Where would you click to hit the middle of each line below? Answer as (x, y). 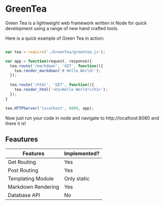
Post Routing (23, 170)
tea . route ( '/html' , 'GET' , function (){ (52, 85)
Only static (77, 179)
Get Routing (22, 162)
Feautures (22, 139)
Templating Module (31, 179)
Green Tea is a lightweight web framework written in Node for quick (76, 23)
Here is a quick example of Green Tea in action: (55, 38)
